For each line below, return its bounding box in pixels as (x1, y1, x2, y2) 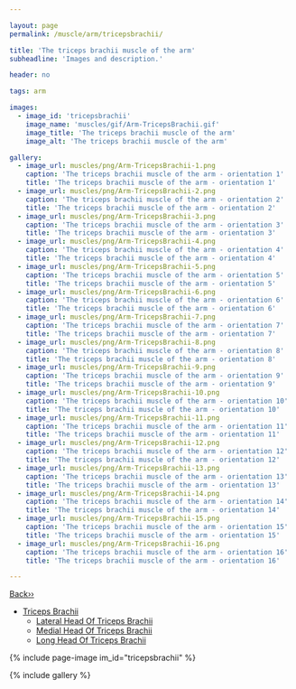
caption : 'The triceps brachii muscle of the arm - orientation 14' (25, 498, 289, 507)
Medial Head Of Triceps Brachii (35, 625, 153, 637)
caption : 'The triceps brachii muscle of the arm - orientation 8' (25, 346, 284, 355)
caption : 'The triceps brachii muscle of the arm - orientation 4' (25, 246, 284, 255)
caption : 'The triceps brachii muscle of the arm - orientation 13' (25, 471, 289, 481)
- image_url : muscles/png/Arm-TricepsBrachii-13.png (17, 463, 220, 472)
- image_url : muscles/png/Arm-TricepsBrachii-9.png (17, 363, 217, 372)
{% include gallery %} (9, 670, 92, 681)
